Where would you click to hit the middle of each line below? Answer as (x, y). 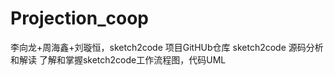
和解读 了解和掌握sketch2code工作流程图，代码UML (118, 59)
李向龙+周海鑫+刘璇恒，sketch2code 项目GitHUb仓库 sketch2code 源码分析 (167, 47)
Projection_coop (80, 18)
